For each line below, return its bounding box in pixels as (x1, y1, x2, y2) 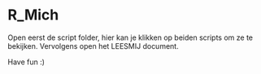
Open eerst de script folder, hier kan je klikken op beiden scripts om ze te (7, 33, 254, 42)
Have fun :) (7, 57, 46, 67)
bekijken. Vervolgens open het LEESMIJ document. (7, 41, 180, 50)
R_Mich (7, 6, 59, 24)
